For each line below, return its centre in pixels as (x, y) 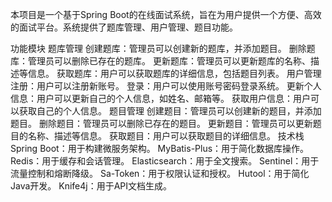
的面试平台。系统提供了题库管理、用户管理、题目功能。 (124, 27)
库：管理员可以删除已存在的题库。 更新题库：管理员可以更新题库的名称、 (160, 61)
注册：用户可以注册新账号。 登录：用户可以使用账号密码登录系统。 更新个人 (166, 86)
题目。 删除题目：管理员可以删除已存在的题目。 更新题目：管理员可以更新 (161, 123)
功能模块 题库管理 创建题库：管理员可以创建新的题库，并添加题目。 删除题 (163, 48)
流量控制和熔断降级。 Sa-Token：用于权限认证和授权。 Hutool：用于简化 (160, 173)
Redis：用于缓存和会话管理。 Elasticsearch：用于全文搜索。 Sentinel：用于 (165, 161)
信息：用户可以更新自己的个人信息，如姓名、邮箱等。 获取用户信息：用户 (160, 98)
